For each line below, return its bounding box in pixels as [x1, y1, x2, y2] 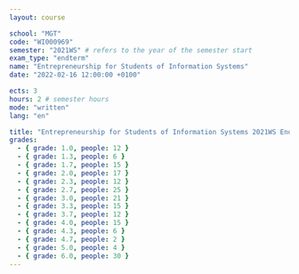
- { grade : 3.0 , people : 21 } [17, 193, 129, 203]
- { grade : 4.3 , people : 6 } [17, 227, 125, 236]
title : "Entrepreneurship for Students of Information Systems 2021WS [9, 127, 277, 136]
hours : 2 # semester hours [9, 94, 109, 103]
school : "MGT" [9, 28, 62, 38]
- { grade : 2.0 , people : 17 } [17, 168, 129, 178]
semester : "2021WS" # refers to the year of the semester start [9, 45, 253, 54]
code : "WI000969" [9, 37, 74, 46]
